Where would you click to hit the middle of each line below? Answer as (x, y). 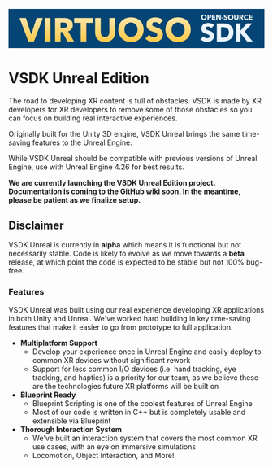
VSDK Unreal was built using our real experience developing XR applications (136, 309)
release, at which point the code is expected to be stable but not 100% (127, 262)
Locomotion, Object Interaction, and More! (103, 455)
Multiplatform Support (58, 343)
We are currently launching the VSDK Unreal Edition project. (112, 182)
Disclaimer (36, 226)
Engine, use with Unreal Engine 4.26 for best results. (96, 167)
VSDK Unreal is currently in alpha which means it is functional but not (125, 245)
